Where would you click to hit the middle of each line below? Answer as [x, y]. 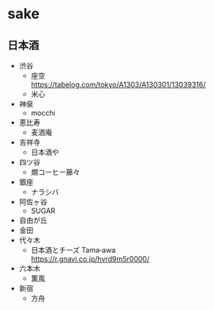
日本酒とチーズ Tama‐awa [73, 250]
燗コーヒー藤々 [55, 172]
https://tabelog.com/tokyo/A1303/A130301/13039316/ [118, 85]
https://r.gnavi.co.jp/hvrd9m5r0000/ [90, 259]
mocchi [43, 113]
